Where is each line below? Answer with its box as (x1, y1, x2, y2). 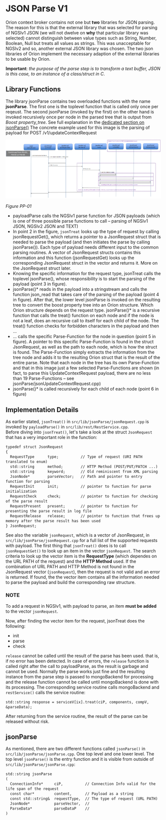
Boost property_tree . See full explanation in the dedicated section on (5, 119, 145, 125)
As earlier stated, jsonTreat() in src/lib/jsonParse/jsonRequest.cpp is (5, 419, 149, 425)
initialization (5, 489, 37, 494)
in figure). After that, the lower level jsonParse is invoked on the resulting (12, 297, 161, 303)
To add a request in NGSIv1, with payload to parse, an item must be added (5, 603, 157, 609)
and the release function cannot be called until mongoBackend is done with (5, 679, 159, 685)
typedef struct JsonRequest (5, 445, 64, 450)
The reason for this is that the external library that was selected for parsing (5, 24, 158, 30)
